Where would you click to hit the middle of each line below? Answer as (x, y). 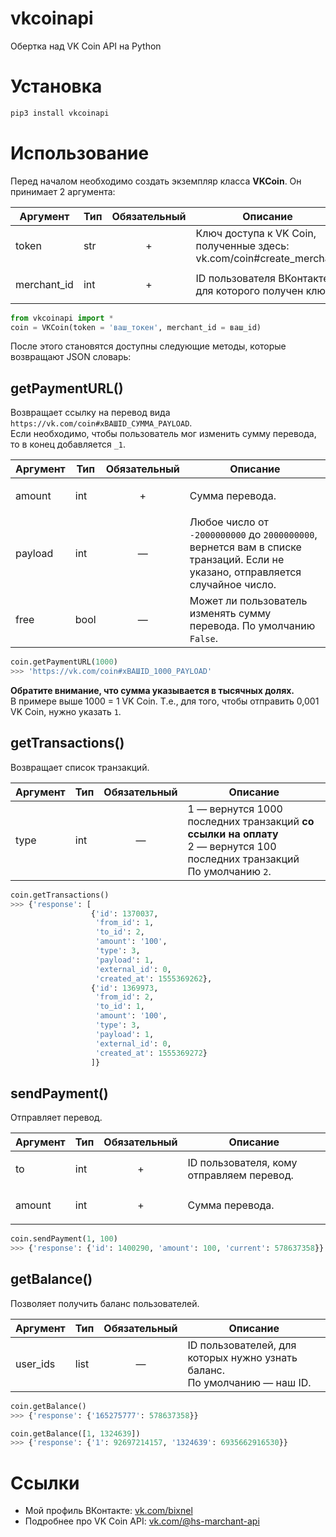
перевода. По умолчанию (252, 626)
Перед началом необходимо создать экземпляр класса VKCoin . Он (156, 181)
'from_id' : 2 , (125, 997)
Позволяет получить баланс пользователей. (105, 1303)
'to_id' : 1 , (120, 1007)
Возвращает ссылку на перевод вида (90, 413)
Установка (56, 86)
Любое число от (229, 522)
